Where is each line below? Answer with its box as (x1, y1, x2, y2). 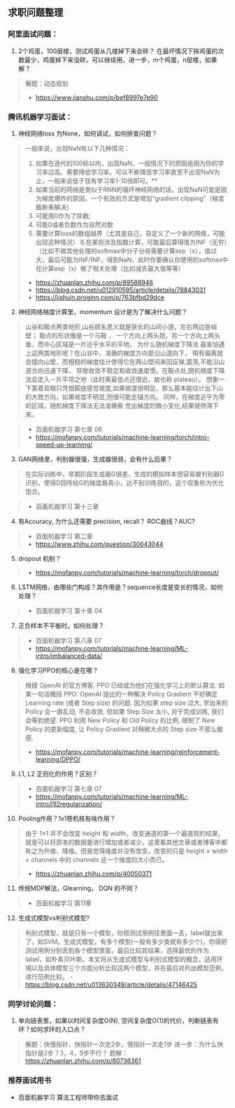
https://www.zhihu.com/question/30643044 (35, 539, 164, 548)
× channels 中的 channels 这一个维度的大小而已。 (24, 855, 169, 864)
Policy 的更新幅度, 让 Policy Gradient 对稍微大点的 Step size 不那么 (24, 724, 218, 733)
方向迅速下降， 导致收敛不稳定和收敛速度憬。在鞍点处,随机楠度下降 (31, 366, 225, 374)
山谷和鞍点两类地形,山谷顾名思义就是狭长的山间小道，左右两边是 (24, 322, 211, 331)
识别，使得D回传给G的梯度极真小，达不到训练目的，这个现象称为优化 (24, 478, 225, 487)
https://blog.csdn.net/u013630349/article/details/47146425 (24, 980, 198, 989)
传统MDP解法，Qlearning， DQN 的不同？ (17, 884, 139, 892)
